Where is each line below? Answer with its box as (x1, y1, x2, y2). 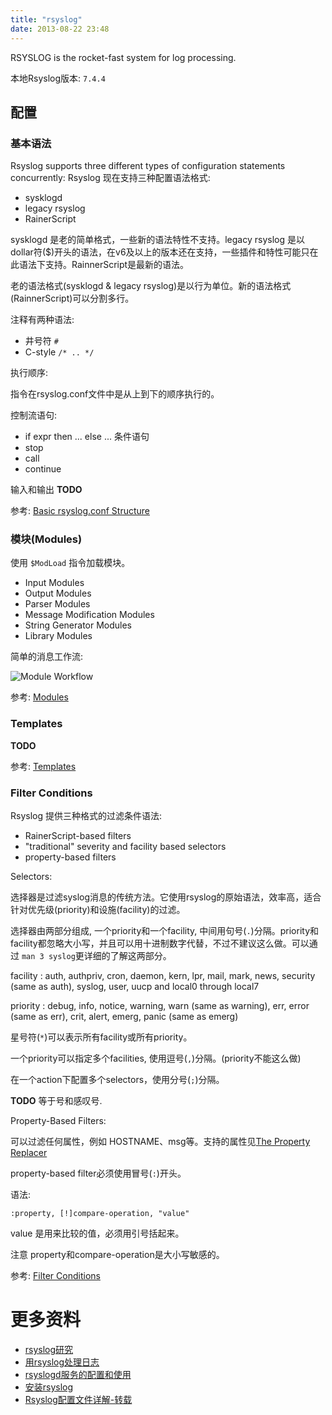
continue (24, 463, 62, 475)
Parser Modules (24, 598, 91, 610)
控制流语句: (10, 409, 58, 421)
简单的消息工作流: (10, 651, 84, 663)
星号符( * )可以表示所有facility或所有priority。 (10, 1031, 193, 1043)
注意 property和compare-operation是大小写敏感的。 (10, 1249, 225, 1261)
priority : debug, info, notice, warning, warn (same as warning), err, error (10, 1000, 310, 1012)
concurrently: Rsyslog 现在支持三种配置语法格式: (10, 172, 211, 184)
